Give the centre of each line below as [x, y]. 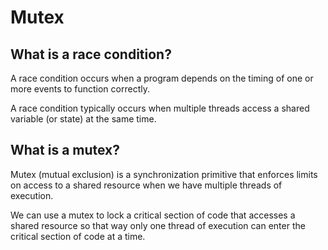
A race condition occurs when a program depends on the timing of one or [162, 78]
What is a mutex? [65, 150]
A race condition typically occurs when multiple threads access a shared [160, 108]
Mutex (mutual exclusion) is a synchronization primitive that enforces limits [164, 174]
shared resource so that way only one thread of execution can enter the [158, 225]
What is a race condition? [91, 54]
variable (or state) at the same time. [83, 119]
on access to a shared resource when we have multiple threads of [146, 185]
